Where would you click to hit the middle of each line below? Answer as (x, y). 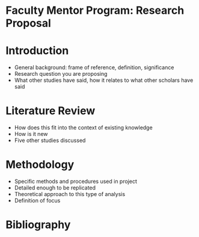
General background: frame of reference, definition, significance (94, 67)
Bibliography (38, 225)
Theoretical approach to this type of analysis (70, 194)
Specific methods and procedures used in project (76, 181)
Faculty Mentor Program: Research (95, 11)
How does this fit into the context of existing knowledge (83, 128)
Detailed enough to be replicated (55, 188)
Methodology (40, 165)
